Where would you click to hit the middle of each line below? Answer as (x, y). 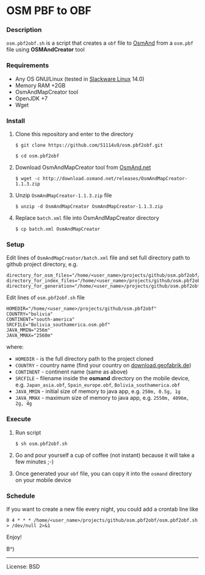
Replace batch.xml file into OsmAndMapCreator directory (87, 218)
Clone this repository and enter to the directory (74, 134)
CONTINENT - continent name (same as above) (71, 372)
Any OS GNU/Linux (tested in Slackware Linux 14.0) (80, 79)
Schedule (21, 495)
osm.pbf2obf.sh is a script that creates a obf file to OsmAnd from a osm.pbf (100, 43)
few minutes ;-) (34, 461)
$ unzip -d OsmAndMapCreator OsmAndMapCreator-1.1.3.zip (89, 207)
